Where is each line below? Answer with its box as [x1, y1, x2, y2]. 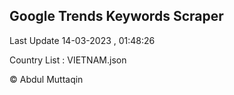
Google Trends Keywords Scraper [9, 8, 224, 25]
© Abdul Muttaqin [9, 73, 84, 85]
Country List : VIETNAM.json [9, 54, 127, 66]
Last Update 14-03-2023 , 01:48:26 [9, 34, 156, 46]
